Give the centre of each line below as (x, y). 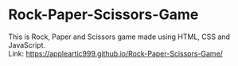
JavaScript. (27, 45)
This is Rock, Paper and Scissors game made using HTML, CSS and (119, 37)
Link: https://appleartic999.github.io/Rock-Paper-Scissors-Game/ (115, 53)
